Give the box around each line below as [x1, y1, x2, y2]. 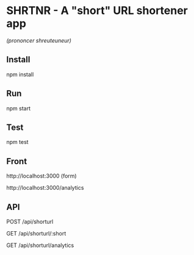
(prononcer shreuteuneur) [6, 37, 72, 44]
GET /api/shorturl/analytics [6, 242, 74, 249]
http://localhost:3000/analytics [6, 184, 84, 192]
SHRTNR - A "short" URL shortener [6, 4, 188, 18]
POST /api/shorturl [6, 218, 54, 225]
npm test [6, 138, 29, 146]
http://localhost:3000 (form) [6, 172, 77, 180]
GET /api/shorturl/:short [6, 230, 66, 237]
